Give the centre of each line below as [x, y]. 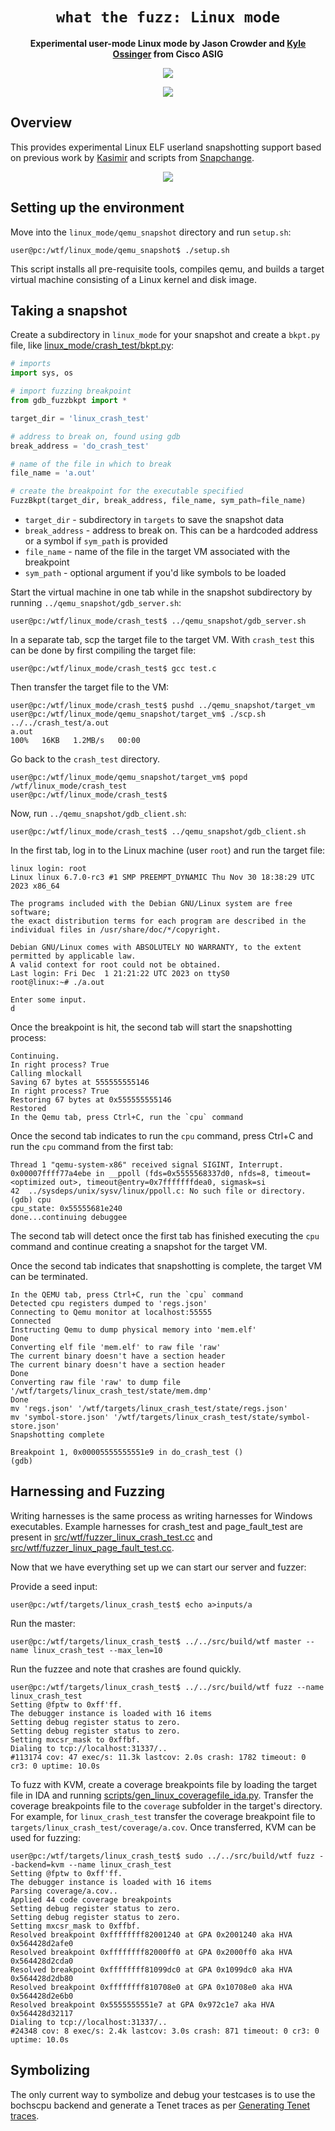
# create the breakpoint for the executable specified [127, 491]
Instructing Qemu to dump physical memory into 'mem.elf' [133, 1330]
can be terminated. [49, 1276]
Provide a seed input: [54, 1586]
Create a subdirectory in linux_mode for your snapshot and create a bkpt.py [165, 335]
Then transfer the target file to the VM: [90, 687]
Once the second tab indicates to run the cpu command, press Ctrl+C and [162, 1136]
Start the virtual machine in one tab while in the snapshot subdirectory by [161, 592]
